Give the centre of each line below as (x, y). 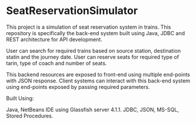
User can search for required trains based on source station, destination (94, 50)
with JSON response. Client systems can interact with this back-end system (98, 81)
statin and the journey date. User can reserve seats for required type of (93, 57)
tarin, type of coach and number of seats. (57, 63)
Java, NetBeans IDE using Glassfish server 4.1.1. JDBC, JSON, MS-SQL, (93, 109)
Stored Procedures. (30, 116)
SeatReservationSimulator (72, 11)
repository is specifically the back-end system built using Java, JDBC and (96, 33)
